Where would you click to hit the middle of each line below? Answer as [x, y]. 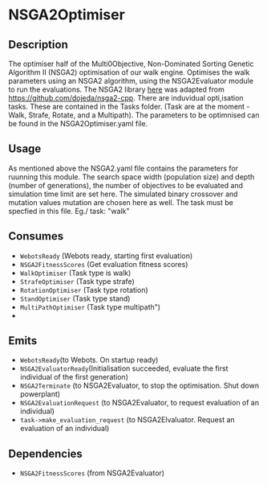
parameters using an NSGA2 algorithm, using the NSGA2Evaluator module [131, 81]
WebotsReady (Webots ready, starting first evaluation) [106, 256]
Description [38, 45]
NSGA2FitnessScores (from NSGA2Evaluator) [92, 473]
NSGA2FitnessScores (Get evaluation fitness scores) [104, 264]
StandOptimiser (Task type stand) [75, 298]
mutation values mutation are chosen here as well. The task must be [121, 202]
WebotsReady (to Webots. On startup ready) [89, 360]
